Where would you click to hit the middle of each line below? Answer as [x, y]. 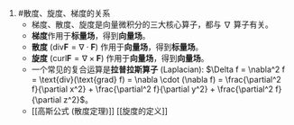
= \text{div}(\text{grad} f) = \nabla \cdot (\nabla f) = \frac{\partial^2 [156, 80]
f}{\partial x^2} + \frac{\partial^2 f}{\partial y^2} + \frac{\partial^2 [152, 89]
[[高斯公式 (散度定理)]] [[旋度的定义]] [100, 111]
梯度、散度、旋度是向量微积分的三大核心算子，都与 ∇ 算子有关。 [152, 24]
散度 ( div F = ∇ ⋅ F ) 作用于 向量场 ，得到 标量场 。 [117, 47]
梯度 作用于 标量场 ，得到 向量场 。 [91, 36]
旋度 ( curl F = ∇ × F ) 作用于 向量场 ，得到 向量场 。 [120, 58]
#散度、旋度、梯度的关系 [64, 13]
